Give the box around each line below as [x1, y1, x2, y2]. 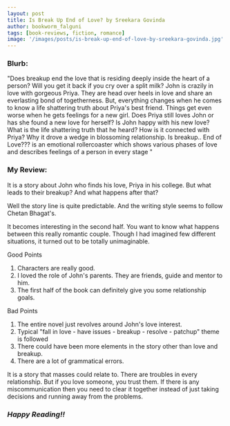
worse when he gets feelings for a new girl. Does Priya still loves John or [7, 111, 214, 120]
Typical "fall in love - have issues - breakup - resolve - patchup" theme [17, 327, 220, 335]
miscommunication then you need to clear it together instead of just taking [7, 385, 219, 393]
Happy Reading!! [7, 409, 66, 419]
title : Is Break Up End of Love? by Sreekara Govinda [7, 17, 166, 24]
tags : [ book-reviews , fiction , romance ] [7, 29, 126, 37]
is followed [17, 335, 48, 343]
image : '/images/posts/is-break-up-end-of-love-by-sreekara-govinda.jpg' [7, 36, 224, 43]
